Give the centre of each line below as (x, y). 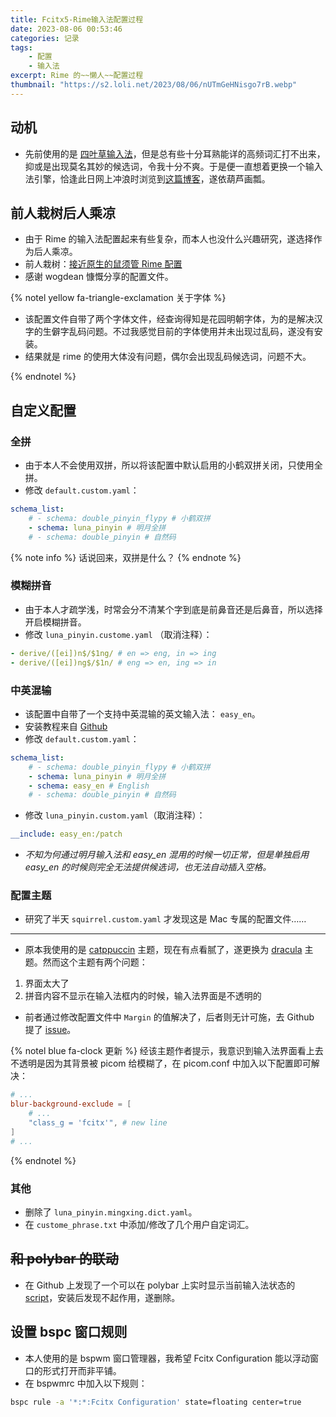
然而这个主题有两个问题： (95, 962)
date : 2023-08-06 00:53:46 (66, 29)
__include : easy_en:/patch (66, 834)
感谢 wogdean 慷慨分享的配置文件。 (99, 277)
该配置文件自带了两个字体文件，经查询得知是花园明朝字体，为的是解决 (169, 319)
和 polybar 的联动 (64, 1259)
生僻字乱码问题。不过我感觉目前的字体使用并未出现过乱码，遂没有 (178, 332)
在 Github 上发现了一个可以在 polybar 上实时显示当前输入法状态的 (160, 1285)
